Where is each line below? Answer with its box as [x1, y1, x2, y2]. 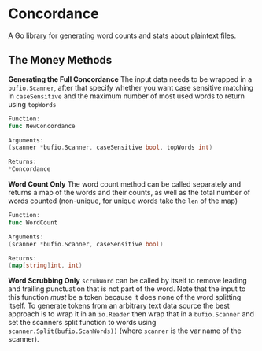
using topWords [8, 99, 57, 109]
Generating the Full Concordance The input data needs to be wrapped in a [8, 74, 253, 83]
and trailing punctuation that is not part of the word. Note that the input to [8, 284, 246, 294]
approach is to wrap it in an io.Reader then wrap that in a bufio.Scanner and [8, 309, 254, 319]
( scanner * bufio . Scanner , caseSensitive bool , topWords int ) [8, 143, 213, 152]
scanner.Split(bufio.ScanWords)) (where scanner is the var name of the [8, 326, 242, 335]
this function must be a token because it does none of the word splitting [8, 293, 242, 302]
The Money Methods [8, 54, 113, 67]
